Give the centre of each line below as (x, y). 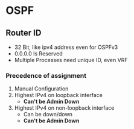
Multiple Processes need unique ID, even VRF (71, 60)
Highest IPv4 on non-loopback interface (64, 108)
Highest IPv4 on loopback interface (59, 95)
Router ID (24, 33)
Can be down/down (48, 115)
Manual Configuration (41, 89)
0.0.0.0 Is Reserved (38, 54)
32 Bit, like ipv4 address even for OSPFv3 (66, 47)
